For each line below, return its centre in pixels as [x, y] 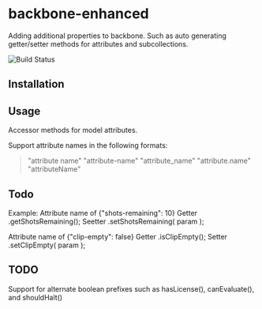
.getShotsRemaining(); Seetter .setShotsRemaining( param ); [106, 221]
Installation [36, 84]
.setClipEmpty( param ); [47, 245]
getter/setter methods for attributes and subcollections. [98, 43]
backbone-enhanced [79, 14]
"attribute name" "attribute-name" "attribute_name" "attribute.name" [139, 161]
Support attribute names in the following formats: [88, 145]
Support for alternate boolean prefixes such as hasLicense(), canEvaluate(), [131, 288]
